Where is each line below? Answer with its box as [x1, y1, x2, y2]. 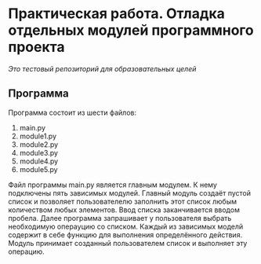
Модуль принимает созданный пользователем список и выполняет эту [8, 238, 248, 247]
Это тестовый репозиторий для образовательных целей [8, 64, 197, 73]
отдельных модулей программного [8, 21, 254, 39]
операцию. [8, 247, 45, 256]
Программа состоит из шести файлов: [8, 108, 137, 117]
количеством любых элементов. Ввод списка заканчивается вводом [8, 205, 241, 214]
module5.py [19, 164, 58, 174]
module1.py [19, 131, 57, 141]
